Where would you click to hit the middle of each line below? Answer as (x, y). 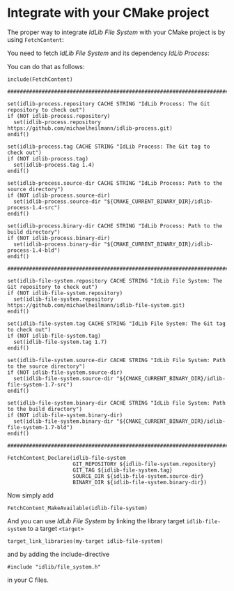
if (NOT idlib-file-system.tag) (54, 336)
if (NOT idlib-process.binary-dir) (59, 238)
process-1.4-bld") (34, 250)
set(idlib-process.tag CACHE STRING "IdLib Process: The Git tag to (109, 147)
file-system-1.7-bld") (40, 427)
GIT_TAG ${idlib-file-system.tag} (123, 470)
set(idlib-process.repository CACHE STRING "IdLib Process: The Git (109, 104)
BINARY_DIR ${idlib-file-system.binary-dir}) (140, 482)
